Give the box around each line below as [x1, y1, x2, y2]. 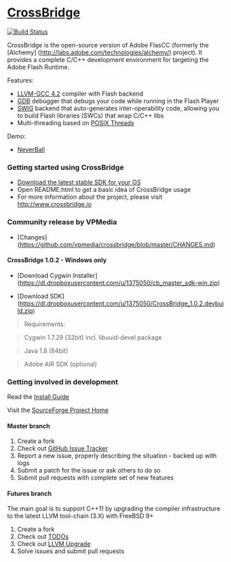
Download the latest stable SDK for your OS [16, 178, 141, 186]
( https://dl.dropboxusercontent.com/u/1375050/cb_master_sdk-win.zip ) [16, 279, 220, 287]
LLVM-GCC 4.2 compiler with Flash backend [16, 89, 144, 98]
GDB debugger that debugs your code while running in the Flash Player [16, 96, 219, 105]
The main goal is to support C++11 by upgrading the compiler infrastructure [7, 504, 221, 513]
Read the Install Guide [7, 393, 69, 401]
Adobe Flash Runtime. [7, 63, 70, 71]
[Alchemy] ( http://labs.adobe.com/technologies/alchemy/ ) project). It [7, 48, 203, 56]
